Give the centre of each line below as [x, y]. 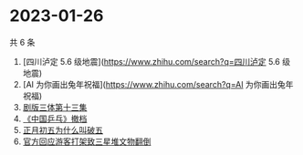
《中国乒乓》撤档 [55, 119]
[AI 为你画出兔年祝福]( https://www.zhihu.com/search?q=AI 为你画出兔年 [158, 84]
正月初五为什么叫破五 [63, 129]
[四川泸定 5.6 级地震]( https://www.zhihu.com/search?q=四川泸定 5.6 [151, 61]
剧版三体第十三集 [55, 107]
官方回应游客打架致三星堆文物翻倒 [87, 141]
